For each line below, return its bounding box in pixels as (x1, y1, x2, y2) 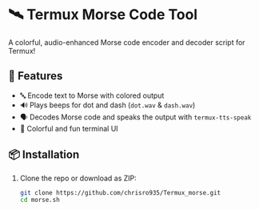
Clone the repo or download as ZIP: (19, 173, 137, 183)
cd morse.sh (19, 196, 60, 204)
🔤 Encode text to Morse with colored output (19, 91, 165, 100)
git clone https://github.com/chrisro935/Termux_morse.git (19, 188, 221, 196)
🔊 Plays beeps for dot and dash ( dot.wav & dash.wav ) (19, 100, 196, 110)
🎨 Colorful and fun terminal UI (19, 123, 118, 133)
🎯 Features (8, 69, 63, 83)
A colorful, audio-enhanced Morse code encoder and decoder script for (8, 37, 245, 47)
